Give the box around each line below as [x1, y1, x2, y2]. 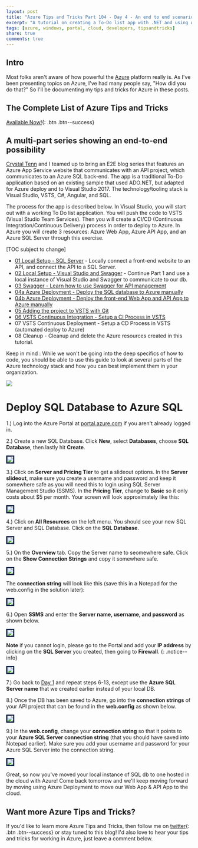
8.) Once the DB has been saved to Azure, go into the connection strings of [6, 697, 191, 704]
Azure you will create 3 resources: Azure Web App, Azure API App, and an [6, 228, 187, 236]
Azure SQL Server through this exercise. [6, 234, 104, 241]
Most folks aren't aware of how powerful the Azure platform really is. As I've [6, 73, 191, 80]
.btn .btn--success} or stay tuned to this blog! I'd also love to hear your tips [6, 829, 189, 836]
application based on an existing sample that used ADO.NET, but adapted [6, 179, 184, 186]
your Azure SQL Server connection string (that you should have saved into [6, 734, 190, 741]
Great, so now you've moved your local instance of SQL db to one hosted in [6, 771, 190, 778]
